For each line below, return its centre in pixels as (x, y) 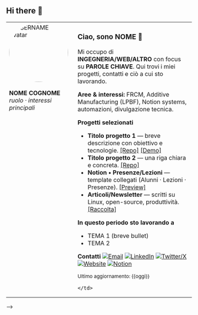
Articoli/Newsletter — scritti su (131, 194)
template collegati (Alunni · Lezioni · (137, 180)
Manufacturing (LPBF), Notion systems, (132, 102)
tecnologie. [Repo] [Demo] (125, 150)
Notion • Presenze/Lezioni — (129, 173)
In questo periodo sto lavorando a (126, 223)
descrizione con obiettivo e (125, 143)
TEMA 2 (99, 243)
